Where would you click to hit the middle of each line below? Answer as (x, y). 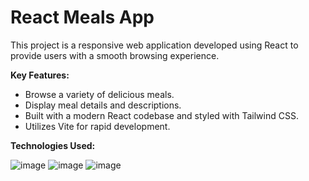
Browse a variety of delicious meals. (99, 94)
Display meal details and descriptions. (103, 105)
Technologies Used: (53, 145)
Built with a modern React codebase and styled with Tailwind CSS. (161, 115)
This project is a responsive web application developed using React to (154, 45)
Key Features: (40, 75)
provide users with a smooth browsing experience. (115, 55)
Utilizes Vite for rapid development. (97, 126)
